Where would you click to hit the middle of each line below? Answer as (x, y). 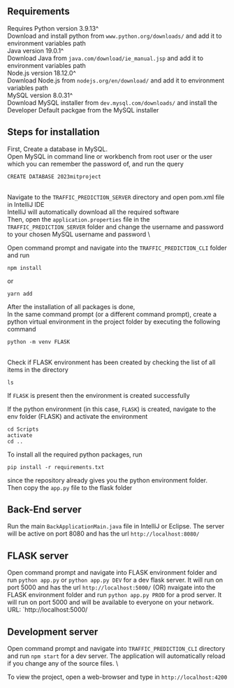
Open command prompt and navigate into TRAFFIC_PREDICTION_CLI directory (116, 649)
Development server (53, 632)
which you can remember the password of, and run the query (95, 164)
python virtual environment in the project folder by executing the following (114, 322)
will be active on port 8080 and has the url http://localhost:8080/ (103, 533)
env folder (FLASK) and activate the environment (78, 416)
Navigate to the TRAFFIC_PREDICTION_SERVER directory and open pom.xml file (116, 197)
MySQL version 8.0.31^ (40, 95)
